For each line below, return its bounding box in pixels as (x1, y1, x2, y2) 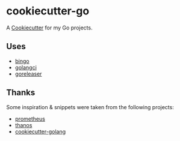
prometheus (14, 115, 45, 122)
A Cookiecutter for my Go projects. (6, 24, 93, 31)
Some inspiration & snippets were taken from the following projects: (6, 103, 175, 110)
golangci (14, 64, 37, 71)
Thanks (6, 88, 36, 98)
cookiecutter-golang (14, 128, 66, 135)
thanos (14, 121, 33, 128)
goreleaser (14, 70, 42, 77)
